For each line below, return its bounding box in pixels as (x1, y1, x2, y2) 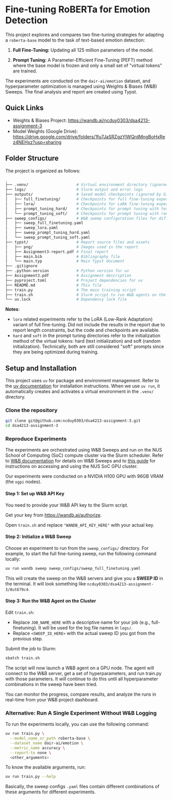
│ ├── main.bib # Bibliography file (5, 254, 120, 259)
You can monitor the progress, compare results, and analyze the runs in (5, 691, 157, 697)
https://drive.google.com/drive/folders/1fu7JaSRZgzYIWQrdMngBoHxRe (12, 134, 165, 140)
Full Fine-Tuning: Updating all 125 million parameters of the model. (12, 47, 154, 53)
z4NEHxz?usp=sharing (12, 139, 62, 145)
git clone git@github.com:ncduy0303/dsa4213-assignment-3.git (5, 418, 141, 423)
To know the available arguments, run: (5, 764, 86, 770)
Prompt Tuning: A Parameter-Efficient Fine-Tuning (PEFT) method (12, 57, 153, 63)
